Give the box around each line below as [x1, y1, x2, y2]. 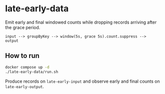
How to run [5, 52, 40, 60]
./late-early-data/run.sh [5, 69, 58, 74]
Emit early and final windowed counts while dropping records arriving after [5, 19, 157, 25]
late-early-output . [5, 83, 44, 89]
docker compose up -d [5, 64, 50, 69]
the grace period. [5, 24, 40, 30]
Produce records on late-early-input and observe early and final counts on [5, 78, 160, 84]
